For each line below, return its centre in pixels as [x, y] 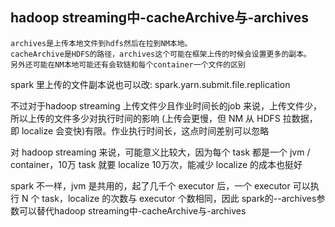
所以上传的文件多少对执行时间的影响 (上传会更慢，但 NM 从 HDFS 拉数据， [164, 118]
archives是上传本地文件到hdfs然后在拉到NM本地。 [101, 43]
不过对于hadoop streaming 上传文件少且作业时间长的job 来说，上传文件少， [166, 105]
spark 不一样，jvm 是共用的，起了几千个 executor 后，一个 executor [150, 185]
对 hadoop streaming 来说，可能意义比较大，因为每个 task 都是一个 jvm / [160, 152]
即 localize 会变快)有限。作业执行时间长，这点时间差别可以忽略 [140, 130]
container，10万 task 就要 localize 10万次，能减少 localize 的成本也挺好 [156, 164]
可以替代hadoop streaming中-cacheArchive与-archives [132, 210]
